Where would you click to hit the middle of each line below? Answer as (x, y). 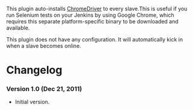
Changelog (34, 70)
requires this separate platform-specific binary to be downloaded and (92, 21)
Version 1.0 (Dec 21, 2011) (44, 89)
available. (18, 28)
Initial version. (32, 102)
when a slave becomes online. (44, 46)
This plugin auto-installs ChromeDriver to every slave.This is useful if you (97, 9)
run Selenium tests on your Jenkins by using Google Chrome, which (90, 15)
